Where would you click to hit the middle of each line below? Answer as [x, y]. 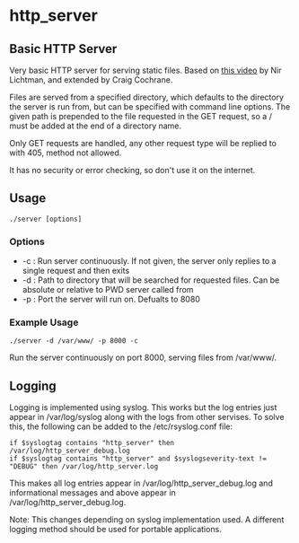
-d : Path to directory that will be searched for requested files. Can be [151, 280]
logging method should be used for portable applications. [115, 530]
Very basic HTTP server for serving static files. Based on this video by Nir [145, 70]
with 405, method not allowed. [66, 153]
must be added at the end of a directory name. [96, 126]
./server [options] [46, 219]
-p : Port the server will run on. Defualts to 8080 [111, 299]
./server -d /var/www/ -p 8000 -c [74, 341]
